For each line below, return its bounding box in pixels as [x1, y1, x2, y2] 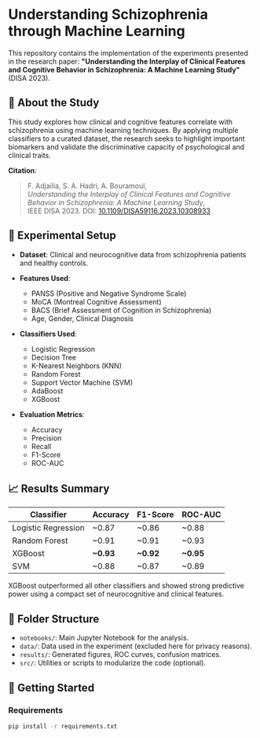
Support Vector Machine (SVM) [31, 378, 134, 387]
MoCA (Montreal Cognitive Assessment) [31, 297, 163, 306]
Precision [31, 433, 62, 442]
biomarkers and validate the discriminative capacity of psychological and [8, 142, 245, 151]
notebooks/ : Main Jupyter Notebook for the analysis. [19, 633, 189, 643]
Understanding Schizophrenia [8, 6, 208, 24]
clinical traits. [8, 150, 51, 160]
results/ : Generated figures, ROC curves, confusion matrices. [19, 650, 222, 659]
